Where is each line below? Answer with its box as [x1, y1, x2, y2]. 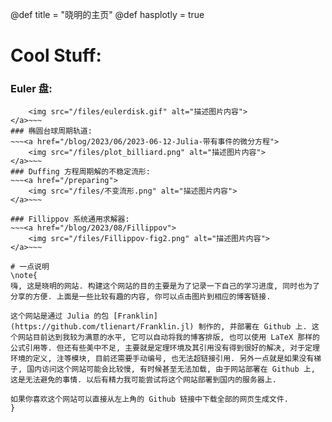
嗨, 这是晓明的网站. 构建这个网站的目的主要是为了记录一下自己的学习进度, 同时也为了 [10, 281, 320, 292]
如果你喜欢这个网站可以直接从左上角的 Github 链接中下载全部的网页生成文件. [10, 394, 289, 405]
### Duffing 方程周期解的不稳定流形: [10, 167, 151, 177]
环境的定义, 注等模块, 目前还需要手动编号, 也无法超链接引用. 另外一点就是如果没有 [10, 354, 315, 364]
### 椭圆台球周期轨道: [10, 126, 93, 137]
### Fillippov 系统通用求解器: [10, 214, 130, 225]
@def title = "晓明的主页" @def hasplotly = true [10, 9, 205, 20]
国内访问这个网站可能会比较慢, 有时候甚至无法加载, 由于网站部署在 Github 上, [26, 364, 316, 375]
